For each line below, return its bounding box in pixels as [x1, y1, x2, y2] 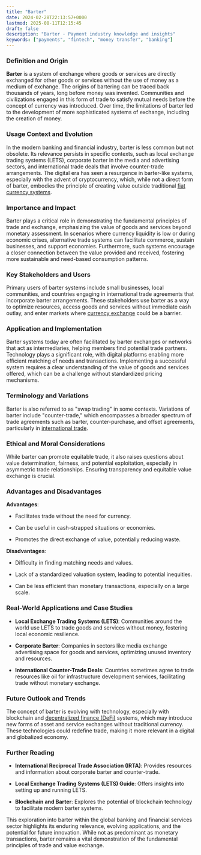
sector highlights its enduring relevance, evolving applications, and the [6, 823, 181, 830]
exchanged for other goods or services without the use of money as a [6, 76, 179, 84]
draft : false [6, 25, 39, 32]
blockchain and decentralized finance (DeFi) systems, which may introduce [6, 714, 193, 722]
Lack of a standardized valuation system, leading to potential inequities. [14, 571, 193, 578]
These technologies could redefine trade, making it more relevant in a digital [6, 727, 195, 734]
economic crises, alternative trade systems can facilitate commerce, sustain [6, 236, 194, 244]
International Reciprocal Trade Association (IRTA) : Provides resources [14, 762, 192, 770]
